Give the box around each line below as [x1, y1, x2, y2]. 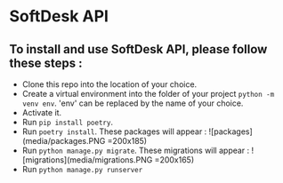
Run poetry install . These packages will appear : [21, 126, 207, 137]
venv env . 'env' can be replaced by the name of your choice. [21, 98, 244, 108]
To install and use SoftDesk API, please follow [9, 42, 268, 57]
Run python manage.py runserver [21, 164, 143, 174]
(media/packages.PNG [21, 136, 106, 146]
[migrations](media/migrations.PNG [21, 155, 153, 165]
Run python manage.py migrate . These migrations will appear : [21, 145, 250, 155]
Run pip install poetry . [21, 117, 114, 127]
